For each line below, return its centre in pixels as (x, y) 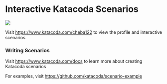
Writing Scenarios (27, 50)
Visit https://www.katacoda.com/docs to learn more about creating (74, 61)
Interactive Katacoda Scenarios (72, 9)
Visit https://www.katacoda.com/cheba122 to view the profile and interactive (84, 32)
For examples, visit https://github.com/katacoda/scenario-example (74, 76)
